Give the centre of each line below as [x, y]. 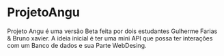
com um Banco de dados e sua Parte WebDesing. [77, 45]
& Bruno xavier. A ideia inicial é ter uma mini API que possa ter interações [110, 38]
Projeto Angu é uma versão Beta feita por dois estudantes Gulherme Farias [112, 31]
